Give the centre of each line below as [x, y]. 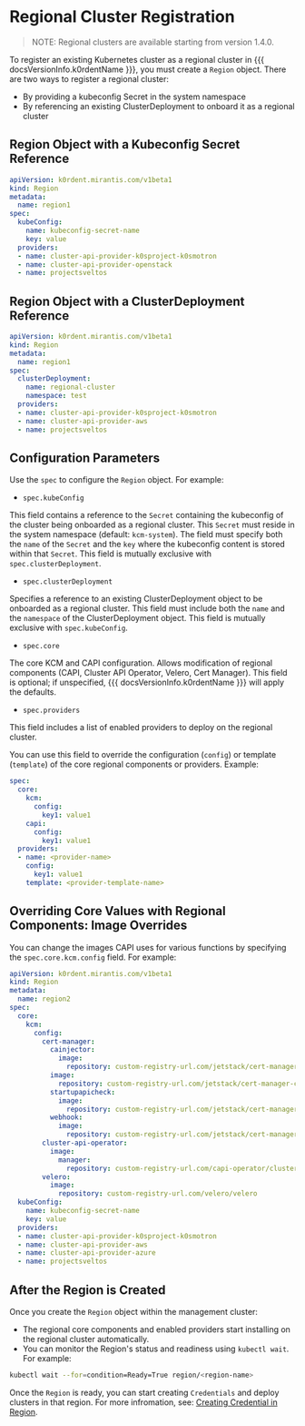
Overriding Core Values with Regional [118, 911]
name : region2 [44, 999]
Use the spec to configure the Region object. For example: [117, 480]
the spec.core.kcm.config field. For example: [93, 957]
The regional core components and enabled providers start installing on [156, 1329]
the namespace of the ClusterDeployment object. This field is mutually [138, 618]
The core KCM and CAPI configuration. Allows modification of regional [141, 663]
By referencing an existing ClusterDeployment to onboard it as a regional [158, 106]
